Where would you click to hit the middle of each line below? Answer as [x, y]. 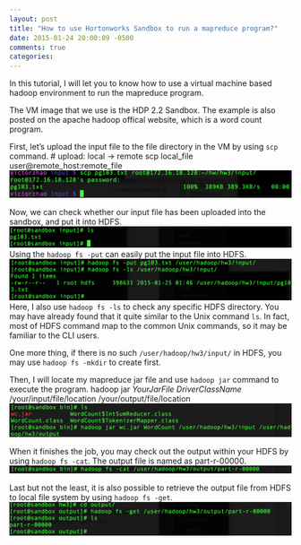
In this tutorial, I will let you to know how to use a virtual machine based [141, 83]
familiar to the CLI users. [55, 335]
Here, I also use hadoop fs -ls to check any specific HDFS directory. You [144, 307]
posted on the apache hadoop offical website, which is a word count [136, 120]
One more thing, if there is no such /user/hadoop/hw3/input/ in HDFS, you [146, 352]
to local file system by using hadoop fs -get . [91, 497]
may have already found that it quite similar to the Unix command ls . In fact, [149, 316]
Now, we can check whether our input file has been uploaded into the [138, 212]
